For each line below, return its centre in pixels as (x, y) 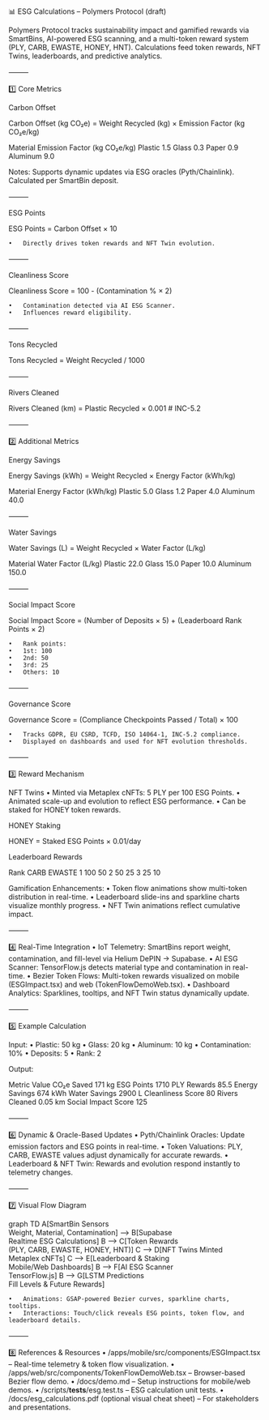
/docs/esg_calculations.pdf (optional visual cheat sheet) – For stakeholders (134, 1399)
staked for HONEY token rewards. (65, 810)
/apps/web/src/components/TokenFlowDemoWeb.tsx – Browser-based (127, 1373)
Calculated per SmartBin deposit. (64, 180)
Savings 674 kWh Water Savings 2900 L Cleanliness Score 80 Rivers (123, 1093)
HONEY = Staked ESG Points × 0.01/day (75, 841)
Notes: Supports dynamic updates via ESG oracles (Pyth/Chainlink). (122, 172)
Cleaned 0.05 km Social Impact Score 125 (78, 1102)
